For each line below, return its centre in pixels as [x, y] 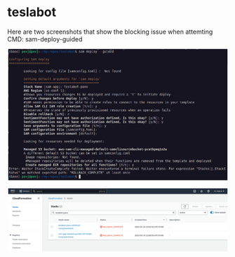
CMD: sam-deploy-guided [45, 39]
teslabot [32, 12]
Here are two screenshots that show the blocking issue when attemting [110, 32]
